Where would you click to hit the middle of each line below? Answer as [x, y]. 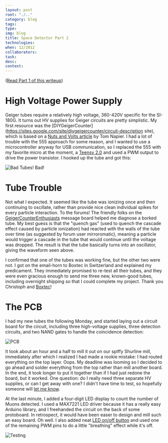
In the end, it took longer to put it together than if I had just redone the [78, 373]
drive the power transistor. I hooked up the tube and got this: [68, 158]
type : [11, 29]
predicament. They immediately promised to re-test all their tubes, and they [84, 271]
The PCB [24, 307]
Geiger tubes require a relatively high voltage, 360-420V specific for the [80, 115]
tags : [11, 24]
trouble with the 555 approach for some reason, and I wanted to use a [78, 142]
